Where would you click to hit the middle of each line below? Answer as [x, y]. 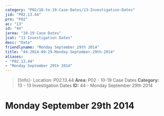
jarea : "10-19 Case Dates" [33, 33]
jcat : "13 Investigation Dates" [39, 38]
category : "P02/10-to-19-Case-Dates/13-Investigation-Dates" [70, 10]
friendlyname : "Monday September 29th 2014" [52, 47]
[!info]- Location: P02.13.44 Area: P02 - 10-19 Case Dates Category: [88, 80]
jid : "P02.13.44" [23, 15]
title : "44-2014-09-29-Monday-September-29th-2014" [60, 52]
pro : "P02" [16, 19]
